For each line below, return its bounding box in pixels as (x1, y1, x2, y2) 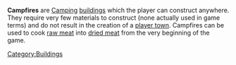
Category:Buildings (7, 49, 63, 58)
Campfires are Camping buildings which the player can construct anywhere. (7, 6, 230, 14)
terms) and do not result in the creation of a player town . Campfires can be (7, 21, 224, 29)
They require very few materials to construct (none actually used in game (7, 13, 221, 22)
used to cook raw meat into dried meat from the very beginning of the (7, 28, 210, 37)
